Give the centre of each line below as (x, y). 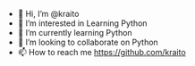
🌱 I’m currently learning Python (75, 33)
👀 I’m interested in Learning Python (82, 23)
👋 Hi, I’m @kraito (48, 14)
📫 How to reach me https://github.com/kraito (102, 52)
